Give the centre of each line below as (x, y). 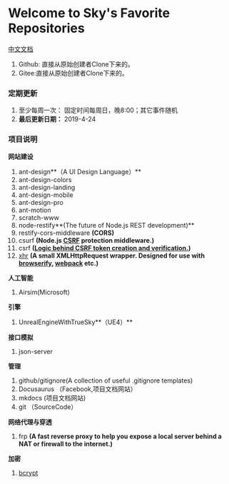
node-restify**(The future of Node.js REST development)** (106, 225)
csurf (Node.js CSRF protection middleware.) (86, 240)
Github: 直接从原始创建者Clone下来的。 (76, 64)
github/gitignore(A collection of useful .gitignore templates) (106, 380)
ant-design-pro (41, 202)
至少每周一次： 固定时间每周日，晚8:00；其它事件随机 (98, 110)
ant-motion (35, 210)
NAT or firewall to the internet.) (66, 443)
